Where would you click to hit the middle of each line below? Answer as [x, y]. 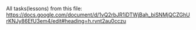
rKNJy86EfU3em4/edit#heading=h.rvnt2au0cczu [66, 21]
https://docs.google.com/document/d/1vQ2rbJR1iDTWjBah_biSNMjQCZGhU [98, 15]
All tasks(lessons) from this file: [44, 9]
